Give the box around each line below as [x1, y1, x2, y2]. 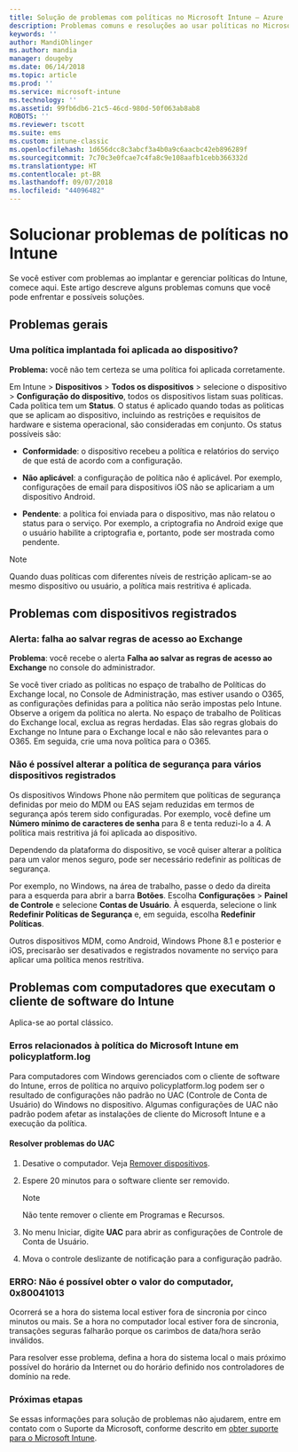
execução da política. [9, 1117, 88, 1128]
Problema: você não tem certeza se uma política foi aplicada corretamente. [9, 364, 286, 375]
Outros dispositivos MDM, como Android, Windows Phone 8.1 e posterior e [9, 935, 282, 946]
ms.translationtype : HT [9, 162, 98, 170]
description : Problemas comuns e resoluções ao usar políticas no [9, 21, 260, 30]
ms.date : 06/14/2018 [9, 63, 86, 72]
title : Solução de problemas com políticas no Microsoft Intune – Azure [9, 12, 284, 22]
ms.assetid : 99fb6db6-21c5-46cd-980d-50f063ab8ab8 [9, 104, 200, 113]
